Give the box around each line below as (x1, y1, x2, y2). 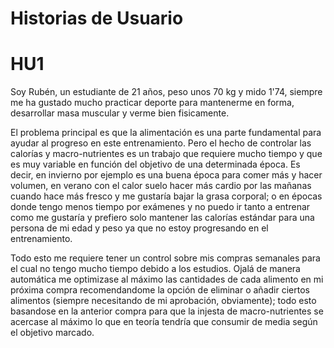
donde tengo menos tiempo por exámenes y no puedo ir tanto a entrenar (10, 201, 311, 213)
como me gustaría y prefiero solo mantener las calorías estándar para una (10, 212, 315, 224)
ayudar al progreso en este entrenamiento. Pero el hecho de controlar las (10, 137, 312, 149)
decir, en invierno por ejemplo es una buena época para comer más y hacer (10, 169, 323, 181)
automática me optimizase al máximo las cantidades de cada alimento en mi (10, 273, 324, 286)
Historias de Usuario (10, 7, 184, 30)
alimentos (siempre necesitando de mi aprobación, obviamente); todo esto (10, 295, 317, 307)
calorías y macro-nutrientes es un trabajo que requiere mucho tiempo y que (10, 148, 323, 160)
